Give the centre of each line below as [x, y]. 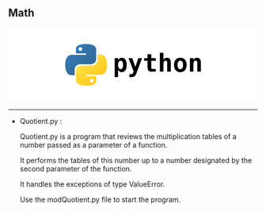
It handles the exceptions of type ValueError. [92, 184]
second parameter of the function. [76, 168]
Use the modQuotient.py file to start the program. [100, 199]
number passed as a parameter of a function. [93, 145]
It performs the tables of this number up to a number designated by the [136, 160]
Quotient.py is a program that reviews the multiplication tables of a [128, 136]
